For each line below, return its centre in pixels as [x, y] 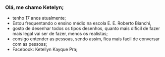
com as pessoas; [30, 44]
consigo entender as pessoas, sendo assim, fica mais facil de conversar [86, 39]
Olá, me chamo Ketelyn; [34, 7]
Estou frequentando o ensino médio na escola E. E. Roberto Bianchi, [82, 23]
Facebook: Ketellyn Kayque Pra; [45, 49]
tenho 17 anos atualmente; [39, 18]
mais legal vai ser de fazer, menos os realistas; [60, 34]
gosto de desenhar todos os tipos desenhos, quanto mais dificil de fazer [86, 28]
